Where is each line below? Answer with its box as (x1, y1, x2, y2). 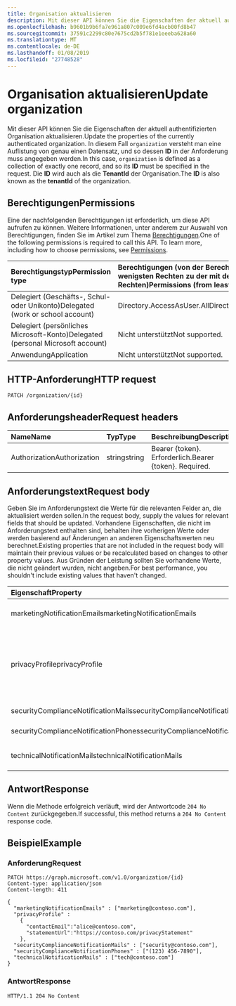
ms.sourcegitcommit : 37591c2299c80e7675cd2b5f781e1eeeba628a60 (7, 30, 197, 37)
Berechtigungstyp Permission (11, 266, 111, 276)
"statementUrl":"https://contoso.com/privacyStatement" (25, 929, 193, 936)
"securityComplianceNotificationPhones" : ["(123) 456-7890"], (13, 948, 202, 955)
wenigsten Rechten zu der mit (117, 271, 221, 281)
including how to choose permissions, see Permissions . (7, 245, 169, 254)
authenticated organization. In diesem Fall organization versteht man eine (7, 139, 221, 148)
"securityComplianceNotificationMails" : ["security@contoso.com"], (13, 942, 218, 949)
